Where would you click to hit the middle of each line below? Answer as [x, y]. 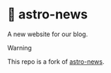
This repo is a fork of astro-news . [56, 61]
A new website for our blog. [48, 34]
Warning [19, 47]
